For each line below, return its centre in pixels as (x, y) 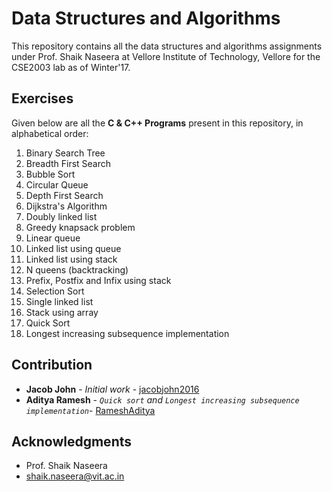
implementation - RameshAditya (90, 410)
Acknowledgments (72, 441)
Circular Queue (57, 184)
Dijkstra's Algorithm (66, 206)
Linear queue (53, 238)
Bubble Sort (50, 174)
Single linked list (59, 301)
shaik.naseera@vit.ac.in (75, 476)
